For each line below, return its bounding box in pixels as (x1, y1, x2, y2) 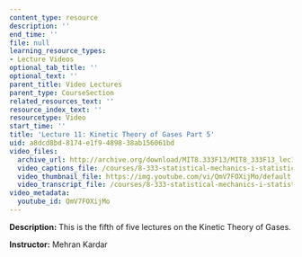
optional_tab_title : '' (9, 64, 99, 73)
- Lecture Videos (9, 55, 75, 64)
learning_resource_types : (9, 47, 106, 56)
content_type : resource (9, 13, 99, 22)
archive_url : (17, 155, 67, 164)
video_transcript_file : (17, 181, 106, 190)
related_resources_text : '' (9, 96, 115, 106)
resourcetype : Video (9, 113, 87, 122)
